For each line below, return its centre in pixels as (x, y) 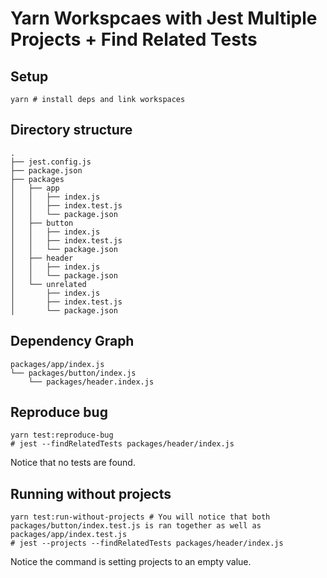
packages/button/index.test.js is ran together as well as (136, 526)
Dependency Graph (72, 341)
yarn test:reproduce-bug (62, 435)
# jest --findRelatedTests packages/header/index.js (122, 444)
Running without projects (91, 493)
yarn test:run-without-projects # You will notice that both (140, 517)
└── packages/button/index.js (73, 373)
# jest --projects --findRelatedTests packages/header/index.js (147, 543)
